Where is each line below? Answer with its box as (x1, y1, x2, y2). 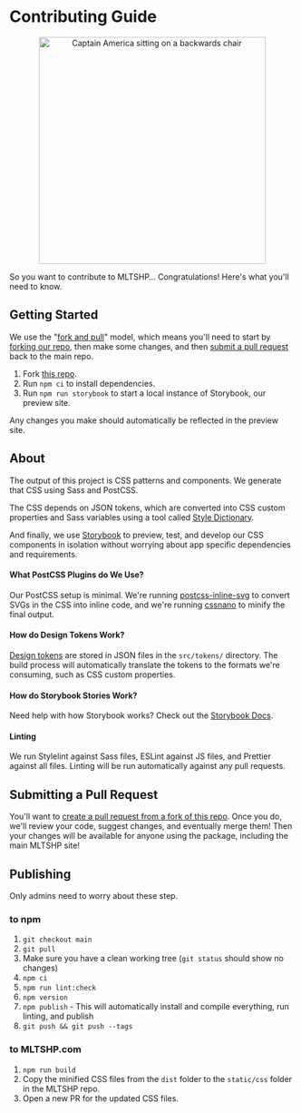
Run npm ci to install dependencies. (22, 378, 156, 389)
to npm (9, 912, 42, 925)
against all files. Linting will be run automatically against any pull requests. (9, 761, 286, 772)
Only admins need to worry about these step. (9, 891, 179, 901)
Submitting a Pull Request (9, 787, 159, 803)
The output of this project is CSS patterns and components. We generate (9, 475, 282, 486)
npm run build (22, 1065, 76, 1075)
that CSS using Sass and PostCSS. (9, 484, 139, 496)
